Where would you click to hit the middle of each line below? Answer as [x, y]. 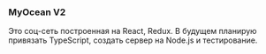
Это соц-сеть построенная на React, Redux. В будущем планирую [133, 31]
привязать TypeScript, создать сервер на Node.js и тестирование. [133, 40]
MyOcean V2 [37, 12]
